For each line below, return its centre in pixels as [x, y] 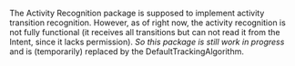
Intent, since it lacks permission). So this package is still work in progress [147, 42]
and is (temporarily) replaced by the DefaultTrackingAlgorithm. [127, 52]
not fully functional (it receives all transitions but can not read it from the [145, 32]
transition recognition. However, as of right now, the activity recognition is [148, 23]
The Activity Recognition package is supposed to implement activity [137, 13]
